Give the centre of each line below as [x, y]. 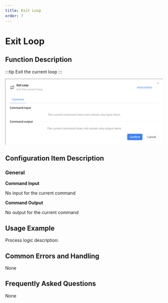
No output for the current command [42, 212]
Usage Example [30, 228]
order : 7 [14, 16]
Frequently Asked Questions [51, 284]
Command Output [24, 203]
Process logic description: [32, 240]
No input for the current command [40, 193]
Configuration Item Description [54, 158]
